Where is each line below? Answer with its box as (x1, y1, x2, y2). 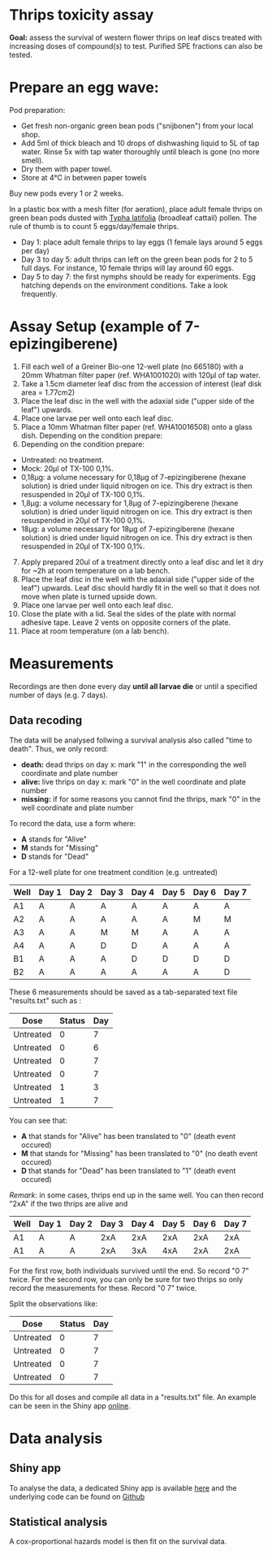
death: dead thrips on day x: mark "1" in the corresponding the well (20, 760, 247, 769)
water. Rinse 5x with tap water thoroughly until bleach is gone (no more (20, 146, 260, 156)
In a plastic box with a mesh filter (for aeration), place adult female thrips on (9, 204, 263, 214)
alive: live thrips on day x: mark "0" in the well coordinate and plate (20, 777, 247, 786)
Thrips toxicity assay (9, 6, 154, 24)
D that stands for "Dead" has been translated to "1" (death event (20, 1166, 236, 1175)
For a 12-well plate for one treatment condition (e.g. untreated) (9, 867, 218, 877)
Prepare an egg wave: (9, 79, 159, 97)
